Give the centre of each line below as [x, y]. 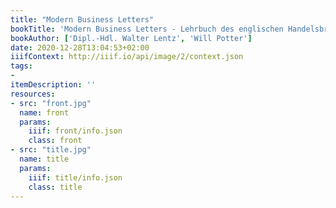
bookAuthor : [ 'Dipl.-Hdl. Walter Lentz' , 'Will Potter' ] [131, 38]
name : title [44, 159]
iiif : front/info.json [75, 131]
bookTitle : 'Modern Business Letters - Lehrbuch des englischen [147, 29]
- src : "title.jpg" [51, 150]
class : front [55, 141]
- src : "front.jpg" [51, 103]
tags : [21, 66]
